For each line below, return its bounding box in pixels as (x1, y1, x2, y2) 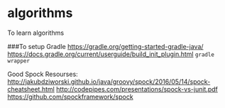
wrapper (7, 57, 31, 65)
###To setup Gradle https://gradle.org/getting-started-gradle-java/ (7, 42, 204, 50)
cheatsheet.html (7, 85, 55, 93)
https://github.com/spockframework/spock (7, 92, 133, 101)
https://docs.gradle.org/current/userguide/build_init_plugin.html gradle (7, 50, 215, 58)
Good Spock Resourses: (7, 70, 78, 78)
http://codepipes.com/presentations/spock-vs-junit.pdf (55, 85, 219, 93)
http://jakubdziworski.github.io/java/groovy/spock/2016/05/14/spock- (7, 77, 211, 86)
